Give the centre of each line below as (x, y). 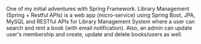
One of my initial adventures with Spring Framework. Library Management (98, 9)
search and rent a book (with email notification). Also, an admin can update (99, 28)
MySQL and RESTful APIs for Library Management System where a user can (101, 21)
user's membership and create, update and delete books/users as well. (94, 34)
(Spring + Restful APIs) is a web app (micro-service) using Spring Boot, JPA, (101, 15)
